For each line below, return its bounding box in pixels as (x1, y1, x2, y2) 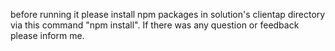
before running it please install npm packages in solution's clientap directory (10, 9, 326, 20)
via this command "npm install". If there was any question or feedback (10, 19, 300, 31)
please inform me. (10, 30, 85, 41)
